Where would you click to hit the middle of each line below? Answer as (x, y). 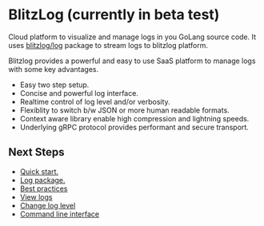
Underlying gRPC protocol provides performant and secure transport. (134, 127)
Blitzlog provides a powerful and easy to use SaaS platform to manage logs (132, 61)
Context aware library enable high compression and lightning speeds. (134, 118)
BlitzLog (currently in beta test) (114, 15)
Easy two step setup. (54, 85)
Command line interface (60, 214)
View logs (36, 196)
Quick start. (39, 171)
